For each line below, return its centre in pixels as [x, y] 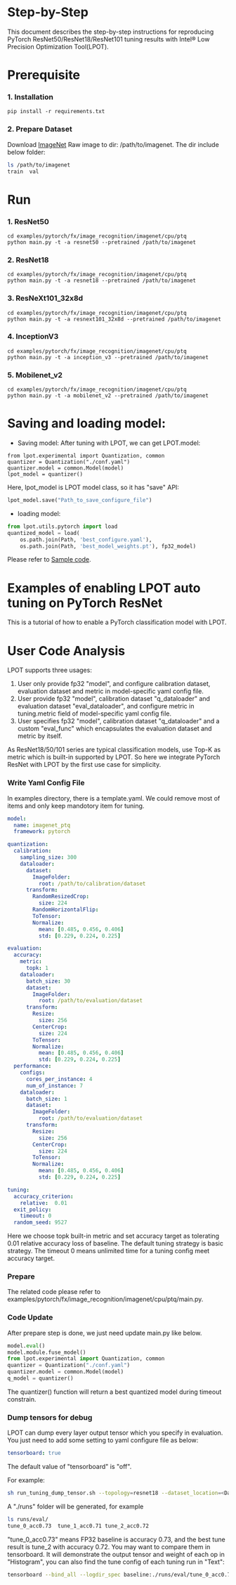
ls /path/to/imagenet [39, 165]
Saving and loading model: [87, 423]
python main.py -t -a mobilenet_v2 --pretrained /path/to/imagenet [108, 396]
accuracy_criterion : [44, 1196]
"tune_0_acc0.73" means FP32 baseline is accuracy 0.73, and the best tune [117, 1539]
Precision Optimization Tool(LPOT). [58, 46]
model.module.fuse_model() [47, 1352]
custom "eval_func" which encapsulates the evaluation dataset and [114, 729]
